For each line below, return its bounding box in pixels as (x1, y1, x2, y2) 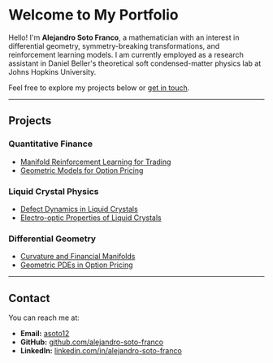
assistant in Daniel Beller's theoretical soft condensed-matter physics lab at (8, 58, 262, 68)
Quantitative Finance (8, 138, 93, 149)
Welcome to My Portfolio (8, 6, 179, 24)
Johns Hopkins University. (8, 67, 97, 76)
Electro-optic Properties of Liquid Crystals (19, 213, 162, 223)
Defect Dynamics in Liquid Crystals (19, 204, 138, 214)
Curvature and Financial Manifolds (19, 252, 136, 261)
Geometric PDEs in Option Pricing (19, 260, 133, 270)
